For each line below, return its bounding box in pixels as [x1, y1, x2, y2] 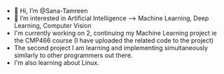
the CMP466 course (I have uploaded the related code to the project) [13, 36, 214, 45]
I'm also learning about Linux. [13, 59, 99, 66]
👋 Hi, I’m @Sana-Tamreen [13, 7, 88, 15]
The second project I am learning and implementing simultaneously [13, 44, 209, 52]
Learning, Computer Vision [13, 22, 92, 29]
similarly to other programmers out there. [13, 51, 133, 59]
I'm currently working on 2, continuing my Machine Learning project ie [13, 29, 217, 37]
